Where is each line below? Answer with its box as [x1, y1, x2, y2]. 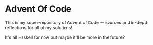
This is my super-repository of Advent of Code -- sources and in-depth [5, 20, 149, 25]
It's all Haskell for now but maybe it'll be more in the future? [5, 34, 125, 40]
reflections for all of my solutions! [5, 24, 72, 30]
